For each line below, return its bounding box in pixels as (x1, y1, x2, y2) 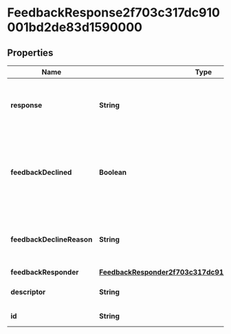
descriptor (10, 287, 46, 297)
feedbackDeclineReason (10, 235, 93, 244)
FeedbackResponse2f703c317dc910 (7, 5, 220, 21)
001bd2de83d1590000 (7, 19, 143, 35)
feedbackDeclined (10, 167, 72, 177)
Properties (7, 47, 54, 59)
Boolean (99, 167, 127, 177)
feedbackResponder (10, 267, 79, 277)
